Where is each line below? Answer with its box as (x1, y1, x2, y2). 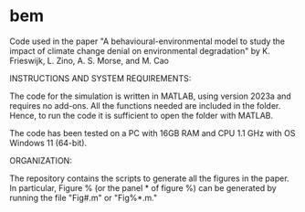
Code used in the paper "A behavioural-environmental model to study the (9, 36, 286, 47)
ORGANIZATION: (9, 154, 73, 165)
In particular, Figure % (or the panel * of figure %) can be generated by (9, 182, 277, 193)
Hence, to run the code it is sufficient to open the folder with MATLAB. (9, 110, 274, 121)
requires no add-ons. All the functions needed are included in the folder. (9, 100, 281, 111)
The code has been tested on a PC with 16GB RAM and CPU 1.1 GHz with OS (9, 127, 296, 138)
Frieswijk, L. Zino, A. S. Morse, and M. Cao (9, 55, 169, 66)
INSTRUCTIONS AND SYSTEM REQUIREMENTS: (9, 72, 192, 83)
